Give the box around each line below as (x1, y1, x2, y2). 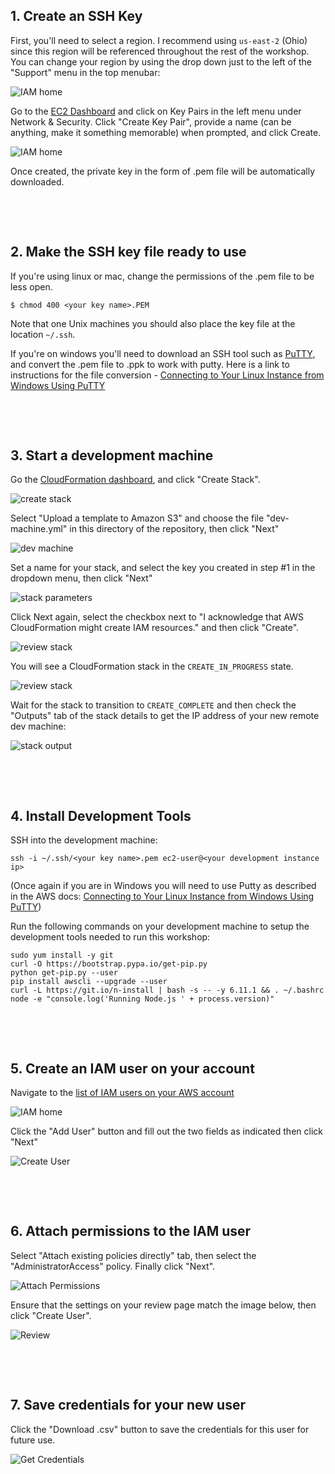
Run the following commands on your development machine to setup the (10, 920, 310, 933)
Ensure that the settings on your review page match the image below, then (10, 1299, 317, 1311)
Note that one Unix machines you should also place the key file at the (10, 317, 296, 329)
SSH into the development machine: (10, 834, 158, 846)
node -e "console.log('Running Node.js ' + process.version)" (10, 994, 275, 1004)
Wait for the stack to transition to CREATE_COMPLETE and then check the (10, 699, 297, 711)
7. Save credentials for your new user (10, 1397, 247, 1414)
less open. (10, 280, 53, 293)
